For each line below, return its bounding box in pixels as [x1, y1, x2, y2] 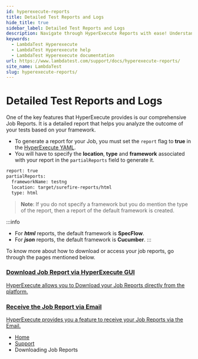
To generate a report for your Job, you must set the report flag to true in [14, 138, 192, 145]
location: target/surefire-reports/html [11, 184, 112, 190]
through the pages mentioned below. [6, 253, 95, 261]
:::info [6, 218, 20, 225]
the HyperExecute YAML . [14, 144, 76, 151]
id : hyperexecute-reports [6, 8, 70, 15]
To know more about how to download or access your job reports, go [6, 247, 174, 254]
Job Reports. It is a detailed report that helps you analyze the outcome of [6, 120, 184, 127]
